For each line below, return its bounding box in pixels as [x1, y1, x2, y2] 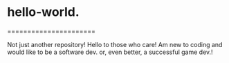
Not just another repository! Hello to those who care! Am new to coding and [7, 40, 223, 48]
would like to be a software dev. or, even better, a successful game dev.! [7, 48, 213, 56]
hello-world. [7, 4, 80, 20]
